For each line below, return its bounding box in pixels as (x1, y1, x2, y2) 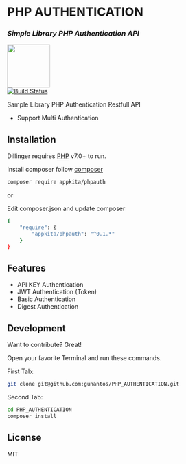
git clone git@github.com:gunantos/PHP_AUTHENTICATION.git (7, 381, 180, 388)
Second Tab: (7, 393, 43, 401)
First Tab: (7, 367, 34, 375)
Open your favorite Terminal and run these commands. (7, 354, 162, 362)
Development (7, 322, 67, 334)
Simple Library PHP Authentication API (7, 29, 139, 38)
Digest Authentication (16, 302, 79, 311)
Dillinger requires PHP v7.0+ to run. (7, 152, 106, 160)
